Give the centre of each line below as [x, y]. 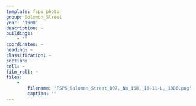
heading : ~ [20, 50]
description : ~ [25, 28]
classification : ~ [29, 55]
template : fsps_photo [33, 11]
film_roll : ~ [22, 72]
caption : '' [42, 94]
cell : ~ [16, 66]
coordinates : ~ [25, 45]
